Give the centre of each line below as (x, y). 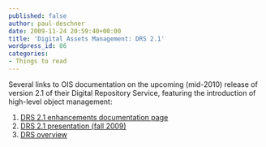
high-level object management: (60, 102)
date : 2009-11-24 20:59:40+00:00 (65, 31)
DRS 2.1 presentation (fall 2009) (73, 126)
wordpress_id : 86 (38, 46)
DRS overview (43, 134)
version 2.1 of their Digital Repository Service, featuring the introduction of (132, 93)
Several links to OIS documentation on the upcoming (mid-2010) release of (133, 84)
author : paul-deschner (47, 24)
